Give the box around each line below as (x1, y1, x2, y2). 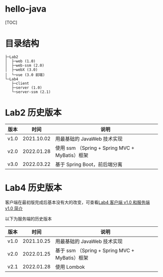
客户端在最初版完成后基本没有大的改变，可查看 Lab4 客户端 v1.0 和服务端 (5, 199, 150, 205)
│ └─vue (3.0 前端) (5, 72, 45, 77)
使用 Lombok (55, 263, 85, 270)
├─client (11, 81, 29, 86)
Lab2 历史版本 (5, 107, 62, 118)
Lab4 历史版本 (5, 183, 62, 193)
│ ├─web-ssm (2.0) (5, 63, 45, 68)
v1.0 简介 (5, 205, 23, 211)
